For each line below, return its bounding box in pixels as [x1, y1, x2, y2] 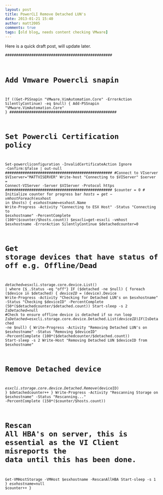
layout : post [5, 7, 32, 12]
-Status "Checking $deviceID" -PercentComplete [5, 300, 104, 305]
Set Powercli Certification [5, 132, 119, 142]
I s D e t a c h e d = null [5, 308, 38, 313]
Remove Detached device [5, 365, 102, 374]
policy [5, 141, 32, 150]
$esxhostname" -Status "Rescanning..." [5, 394, 86, 399]
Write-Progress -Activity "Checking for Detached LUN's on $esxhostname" [5, 295, 159, 300]
